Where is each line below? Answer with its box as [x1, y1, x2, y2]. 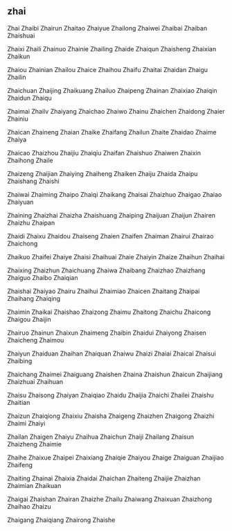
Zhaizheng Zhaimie [7, 439, 62, 448]
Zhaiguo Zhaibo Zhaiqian [7, 273, 78, 281]
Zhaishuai [7, 31, 35, 40]
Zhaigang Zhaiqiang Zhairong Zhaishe [7, 516, 116, 524]
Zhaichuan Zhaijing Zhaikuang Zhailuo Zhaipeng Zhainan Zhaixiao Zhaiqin [7, 86, 217, 94]
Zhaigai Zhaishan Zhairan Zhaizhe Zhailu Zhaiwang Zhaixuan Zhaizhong [7, 495, 213, 503]
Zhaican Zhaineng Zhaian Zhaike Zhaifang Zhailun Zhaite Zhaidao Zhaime [7, 128, 217, 136]
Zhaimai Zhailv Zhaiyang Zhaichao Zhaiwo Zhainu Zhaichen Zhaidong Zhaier [7, 107, 225, 115]
